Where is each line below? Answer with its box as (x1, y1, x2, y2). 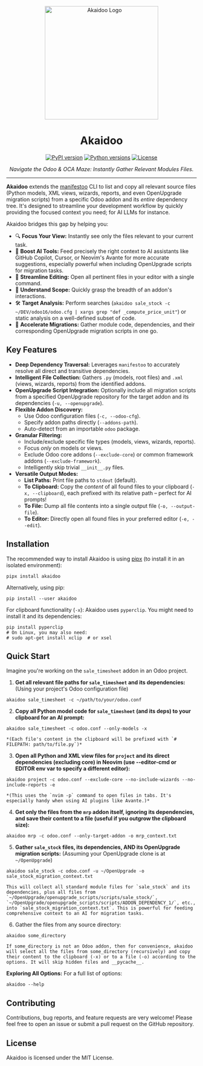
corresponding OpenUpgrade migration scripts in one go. (14, 327, 158, 334)
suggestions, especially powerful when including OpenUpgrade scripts (14, 260, 192, 267)
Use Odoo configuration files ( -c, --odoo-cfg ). (24, 412, 141, 420)
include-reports (6, 782, 47, 788)
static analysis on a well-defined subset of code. (14, 314, 137, 322)
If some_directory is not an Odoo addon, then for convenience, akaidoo (6, 943, 193, 949)
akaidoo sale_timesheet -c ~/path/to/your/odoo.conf (6, 697, 142, 703)
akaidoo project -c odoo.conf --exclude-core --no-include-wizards (6, 777, 180, 783)
